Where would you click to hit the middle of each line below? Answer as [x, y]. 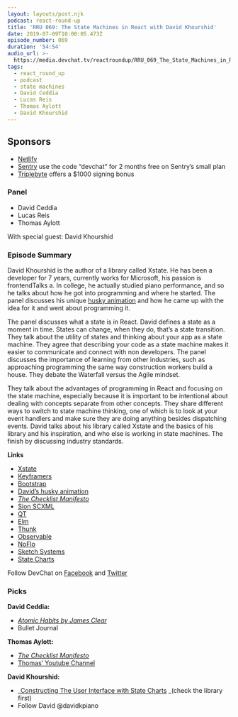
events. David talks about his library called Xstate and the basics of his [110, 426]
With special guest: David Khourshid [60, 236]
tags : [15, 67]
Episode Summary [40, 255]
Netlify [27, 159]
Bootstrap [32, 484]
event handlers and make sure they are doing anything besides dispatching [117, 419]
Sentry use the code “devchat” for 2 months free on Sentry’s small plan [121, 166]
